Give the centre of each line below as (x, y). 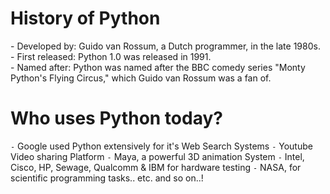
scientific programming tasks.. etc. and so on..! (107, 178)
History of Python (85, 18)
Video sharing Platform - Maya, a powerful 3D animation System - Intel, (157, 156)
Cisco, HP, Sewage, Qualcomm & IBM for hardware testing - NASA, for (156, 167)
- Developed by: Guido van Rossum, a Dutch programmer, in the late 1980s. (165, 46)
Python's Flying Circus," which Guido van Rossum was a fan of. (141, 78)
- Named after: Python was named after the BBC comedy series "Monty (158, 67)
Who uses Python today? (116, 118)
